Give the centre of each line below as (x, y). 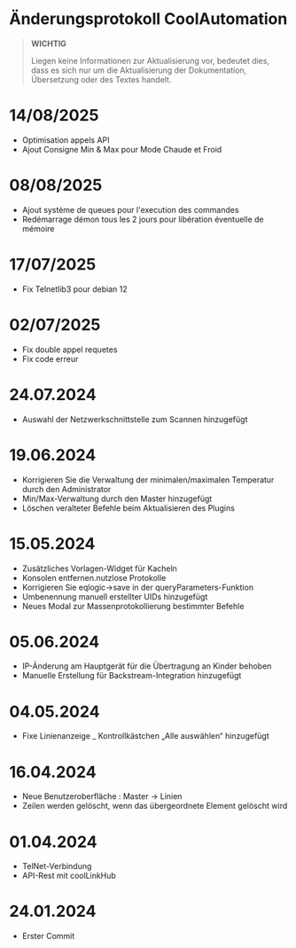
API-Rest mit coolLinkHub (69, 876)
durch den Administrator (66, 489)
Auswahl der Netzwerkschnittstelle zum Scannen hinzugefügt (135, 419)
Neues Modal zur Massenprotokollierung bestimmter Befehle (133, 606)
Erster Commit (48, 936)
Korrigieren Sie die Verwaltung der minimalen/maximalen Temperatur (148, 480)
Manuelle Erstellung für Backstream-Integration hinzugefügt (132, 676)
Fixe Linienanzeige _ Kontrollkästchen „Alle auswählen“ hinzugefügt (146, 736)
